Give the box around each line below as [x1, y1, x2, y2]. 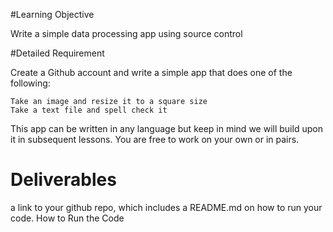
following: [10, 77, 51, 89]
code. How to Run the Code [10, 212, 125, 224]
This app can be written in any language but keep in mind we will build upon [10, 123, 323, 134]
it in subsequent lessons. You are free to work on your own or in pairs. [10, 134, 300, 145]
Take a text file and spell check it [10, 105, 168, 115]
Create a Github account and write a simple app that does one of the [10, 67, 293, 78]
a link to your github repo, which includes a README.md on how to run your [10, 201, 323, 213]
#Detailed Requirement [10, 47, 105, 59]
